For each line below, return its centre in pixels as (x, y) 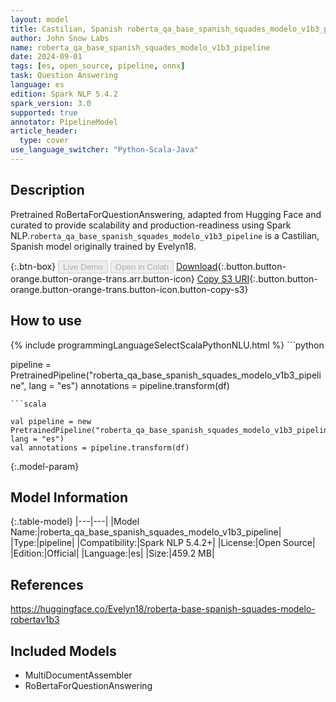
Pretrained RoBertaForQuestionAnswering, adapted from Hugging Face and (166, 214)
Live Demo (83, 266)
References (47, 584)
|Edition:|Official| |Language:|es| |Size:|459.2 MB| (112, 553)
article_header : (44, 131)
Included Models (63, 651)
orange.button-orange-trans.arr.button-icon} (102, 278)
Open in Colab (141, 266)
